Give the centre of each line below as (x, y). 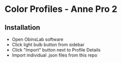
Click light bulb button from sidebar (48, 45)
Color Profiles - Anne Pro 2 (61, 9)
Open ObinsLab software (37, 39)
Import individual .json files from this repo (55, 55)
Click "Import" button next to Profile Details (56, 50)
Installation (22, 28)
